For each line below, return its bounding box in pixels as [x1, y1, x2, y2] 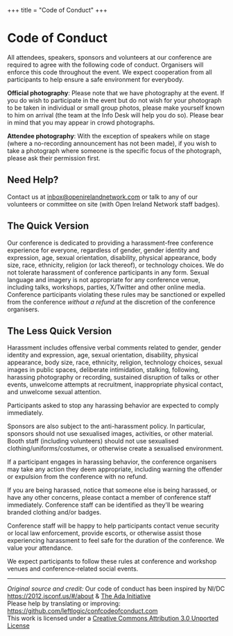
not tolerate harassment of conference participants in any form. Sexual [7, 268, 209, 277]
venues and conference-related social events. [7, 564, 139, 573]
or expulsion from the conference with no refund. [7, 473, 148, 481]
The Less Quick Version [7, 325, 112, 336]
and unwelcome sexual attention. [7, 388, 102, 396]
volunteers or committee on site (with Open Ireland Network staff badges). [7, 199, 221, 208]
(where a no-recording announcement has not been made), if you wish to [7, 139, 217, 147]
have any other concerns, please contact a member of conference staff [7, 494, 212, 502]
